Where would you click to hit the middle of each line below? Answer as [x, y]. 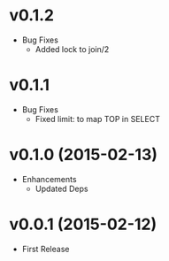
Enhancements [49, 179]
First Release [46, 249]
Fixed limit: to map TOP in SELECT [98, 119]
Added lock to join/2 [72, 49]
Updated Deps [61, 188]
